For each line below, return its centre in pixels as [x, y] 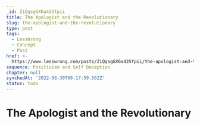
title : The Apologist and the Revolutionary [62, 17]
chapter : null [24, 73]
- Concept [24, 45]
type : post [20, 28]
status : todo [22, 84]
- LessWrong [26, 39]
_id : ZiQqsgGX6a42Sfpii [36, 12]
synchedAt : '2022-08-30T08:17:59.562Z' [56, 78]
